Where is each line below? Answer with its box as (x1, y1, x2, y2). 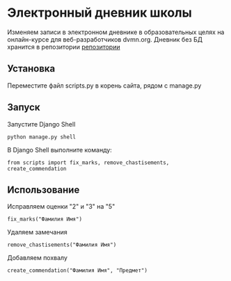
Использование (7, 184, 80, 195)
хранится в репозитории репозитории (7, 42, 120, 51)
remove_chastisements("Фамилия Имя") (7, 241, 117, 248)
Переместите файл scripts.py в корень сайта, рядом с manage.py (7, 81, 202, 90)
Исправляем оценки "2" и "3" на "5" (7, 202, 115, 211)
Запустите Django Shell (7, 120, 76, 128)
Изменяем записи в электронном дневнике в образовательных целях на (7, 28, 225, 36)
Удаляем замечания (7, 228, 67, 236)
